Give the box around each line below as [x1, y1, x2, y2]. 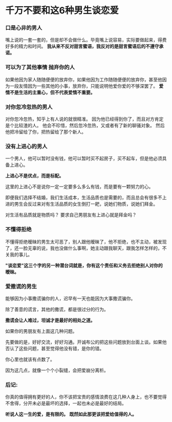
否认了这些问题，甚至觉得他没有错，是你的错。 [5, 345, 104, 351]
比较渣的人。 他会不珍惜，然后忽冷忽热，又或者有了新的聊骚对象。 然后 [14, 123, 165, 129]
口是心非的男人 [5, 24, 42, 31]
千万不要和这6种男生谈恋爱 [5, 5, 119, 16]
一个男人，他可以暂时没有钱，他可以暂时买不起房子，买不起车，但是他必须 [5, 155, 162, 162]
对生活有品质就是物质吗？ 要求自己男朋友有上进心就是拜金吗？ [5, 212, 137, 218]
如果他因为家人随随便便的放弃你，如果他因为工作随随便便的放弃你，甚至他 [5, 76, 162, 83]
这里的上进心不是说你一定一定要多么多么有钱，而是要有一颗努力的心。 [5, 184, 154, 190]
